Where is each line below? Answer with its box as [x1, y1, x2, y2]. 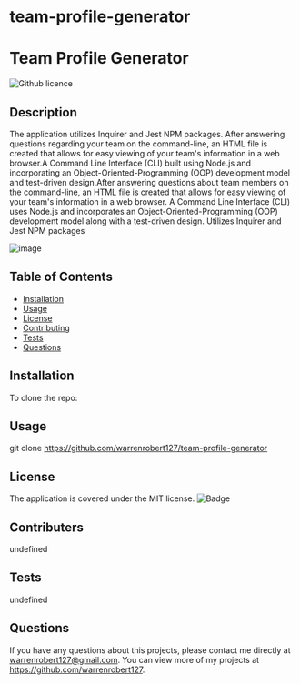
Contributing [22, 322, 70, 333]
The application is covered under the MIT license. [9, 493, 195, 504]
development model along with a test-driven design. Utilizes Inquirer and [9, 216, 282, 226]
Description [9, 105, 77, 120]
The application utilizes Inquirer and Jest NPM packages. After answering [9, 128, 285, 139]
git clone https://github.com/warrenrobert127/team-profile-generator [9, 443, 268, 454]
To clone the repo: [9, 392, 78, 403]
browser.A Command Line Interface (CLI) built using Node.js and [9, 157, 252, 168]
